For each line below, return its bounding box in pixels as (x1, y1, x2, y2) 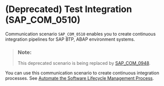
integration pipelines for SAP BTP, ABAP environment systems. (5, 36, 135, 42)
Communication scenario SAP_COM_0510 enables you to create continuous (5, 31, 156, 37)
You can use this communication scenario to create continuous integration (5, 70, 159, 76)
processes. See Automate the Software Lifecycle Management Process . (5, 75, 154, 81)
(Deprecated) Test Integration (5, 4, 132, 15)
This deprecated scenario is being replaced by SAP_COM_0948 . (17, 60, 151, 66)
